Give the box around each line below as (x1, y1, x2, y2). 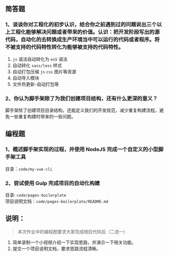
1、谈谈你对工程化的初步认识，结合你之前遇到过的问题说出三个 (5, 21, 157, 28)
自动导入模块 (12, 75, 39, 81)
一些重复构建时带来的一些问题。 (9, 113, 76, 119)
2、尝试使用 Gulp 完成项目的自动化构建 (5, 180, 100, 187)
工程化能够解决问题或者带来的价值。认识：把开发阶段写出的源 (10, 29, 160, 36)
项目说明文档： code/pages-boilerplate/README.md (5, 198, 109, 204)
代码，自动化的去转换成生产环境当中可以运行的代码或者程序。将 (5, 36, 160, 43)
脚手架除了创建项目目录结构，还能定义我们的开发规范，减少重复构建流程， (5, 107, 159, 113)
